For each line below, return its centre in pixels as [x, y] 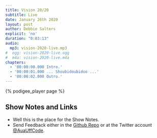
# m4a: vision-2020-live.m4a [37, 57]
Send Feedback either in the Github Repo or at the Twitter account [82, 125]
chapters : [16, 62]
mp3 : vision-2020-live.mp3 [38, 48]
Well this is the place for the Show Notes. [56, 119]
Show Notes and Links [41, 107]
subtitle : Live [21, 15]
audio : [12, 43]
